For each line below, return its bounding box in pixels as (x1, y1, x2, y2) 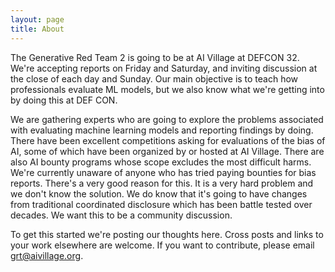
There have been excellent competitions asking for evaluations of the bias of (10, 134, 326, 146)
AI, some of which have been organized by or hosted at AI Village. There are (10, 145, 325, 157)
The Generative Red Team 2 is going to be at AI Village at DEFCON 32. (10, 51, 300, 63)
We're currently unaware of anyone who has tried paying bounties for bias (10, 166, 317, 178)
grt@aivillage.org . (10, 249, 84, 261)
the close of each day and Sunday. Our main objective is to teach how (10, 72, 299, 85)
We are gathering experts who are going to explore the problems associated (10, 113, 324, 125)
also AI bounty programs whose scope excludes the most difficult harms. (10, 156, 312, 168)
